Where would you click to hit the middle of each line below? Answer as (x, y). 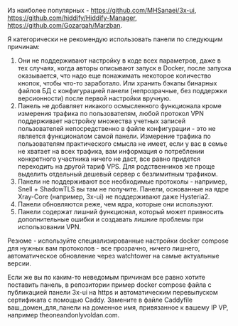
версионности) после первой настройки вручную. (94, 98)
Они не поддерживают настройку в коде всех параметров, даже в (119, 61)
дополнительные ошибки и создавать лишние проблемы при (110, 219)
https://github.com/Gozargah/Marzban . (65, 25)
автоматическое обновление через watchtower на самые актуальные (113, 256)
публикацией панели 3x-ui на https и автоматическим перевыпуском (113, 292)
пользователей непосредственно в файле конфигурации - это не (117, 128)
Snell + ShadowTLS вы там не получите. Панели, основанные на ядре (123, 189)
